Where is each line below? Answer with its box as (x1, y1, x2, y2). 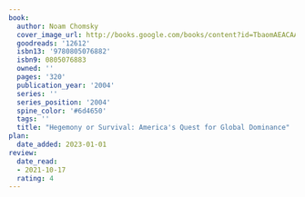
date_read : (16, 156, 58, 166)
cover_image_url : (16, 30, 83, 39)
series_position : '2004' (16, 97, 111, 107)
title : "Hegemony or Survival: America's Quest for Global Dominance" (16, 123, 290, 133)
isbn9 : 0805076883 (16, 55, 87, 64)
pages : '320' (16, 73, 66, 82)
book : (8, 13, 29, 23)
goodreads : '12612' (16, 38, 91, 48)
